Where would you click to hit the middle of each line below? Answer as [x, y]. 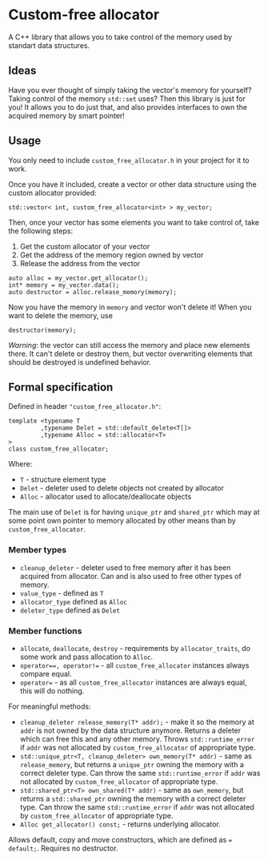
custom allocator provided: [53, 192]
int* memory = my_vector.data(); [64, 285]
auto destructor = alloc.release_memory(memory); [93, 292]
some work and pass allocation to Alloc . [86, 657]
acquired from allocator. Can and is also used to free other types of [130, 576]
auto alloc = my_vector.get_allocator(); [78, 278]
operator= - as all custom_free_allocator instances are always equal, [133, 682]
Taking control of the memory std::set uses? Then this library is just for [127, 99]
